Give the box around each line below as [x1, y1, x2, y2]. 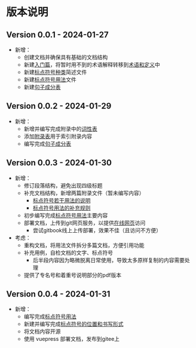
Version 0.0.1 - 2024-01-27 [6, 29, 109, 39]
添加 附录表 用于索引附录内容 [23, 133, 93, 140]
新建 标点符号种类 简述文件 [23, 69, 87, 75]
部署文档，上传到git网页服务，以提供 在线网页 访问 [23, 219, 146, 226]
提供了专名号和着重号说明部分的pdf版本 [23, 271, 121, 278]
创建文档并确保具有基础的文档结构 [23, 54, 108, 60]
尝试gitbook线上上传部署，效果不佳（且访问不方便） [32, 226, 161, 233]
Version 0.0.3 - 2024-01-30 [6, 158, 112, 168]
